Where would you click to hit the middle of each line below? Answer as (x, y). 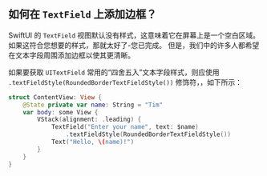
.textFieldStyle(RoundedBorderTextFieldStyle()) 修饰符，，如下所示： (125, 82)
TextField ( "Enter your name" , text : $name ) (125, 127)
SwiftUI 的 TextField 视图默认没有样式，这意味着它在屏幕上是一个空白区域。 (134, 35)
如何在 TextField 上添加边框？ (83, 14)
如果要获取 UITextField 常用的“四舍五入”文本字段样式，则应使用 (114, 72)
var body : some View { (61, 112)
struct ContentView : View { (55, 97)
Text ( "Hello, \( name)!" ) (93, 142)
